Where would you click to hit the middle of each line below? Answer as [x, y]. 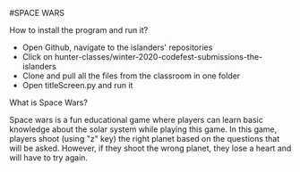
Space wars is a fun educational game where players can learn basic [137, 120]
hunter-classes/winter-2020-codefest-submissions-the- [159, 57]
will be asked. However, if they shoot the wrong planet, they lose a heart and [150, 148]
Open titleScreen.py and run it [77, 85]
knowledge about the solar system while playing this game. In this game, [143, 129]
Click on [38, 57]
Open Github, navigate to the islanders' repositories [117, 47]
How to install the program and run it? [79, 30]
